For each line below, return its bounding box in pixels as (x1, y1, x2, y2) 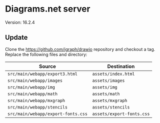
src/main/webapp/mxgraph (7, 98, 65, 103)
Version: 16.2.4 (5, 19, 35, 25)
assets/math (92, 91, 120, 96)
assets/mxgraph (92, 98, 128, 103)
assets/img (92, 84, 118, 90)
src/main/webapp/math (7, 91, 58, 96)
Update (5, 33, 28, 42)
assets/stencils (92, 104, 130, 110)
